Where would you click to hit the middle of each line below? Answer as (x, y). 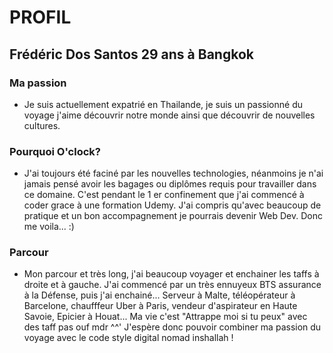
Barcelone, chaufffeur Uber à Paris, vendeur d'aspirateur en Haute (160, 306)
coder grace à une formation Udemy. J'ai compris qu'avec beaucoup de (172, 205)
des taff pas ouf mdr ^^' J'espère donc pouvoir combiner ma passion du (172, 327)
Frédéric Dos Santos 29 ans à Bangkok (131, 54)
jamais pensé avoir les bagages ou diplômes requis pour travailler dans (170, 184)
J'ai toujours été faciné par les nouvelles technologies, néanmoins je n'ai (173, 173)
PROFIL (40, 17)
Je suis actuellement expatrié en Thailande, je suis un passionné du (163, 104)
